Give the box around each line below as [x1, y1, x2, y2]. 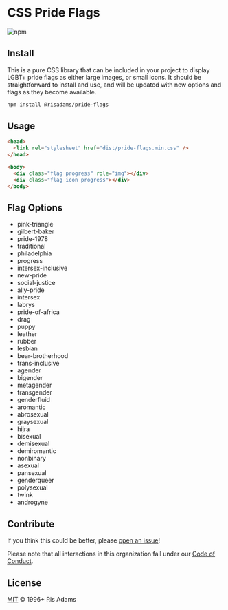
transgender [16, 388, 53, 397]
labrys [16, 301, 36, 309]
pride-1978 [16, 235, 48, 243]
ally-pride [16, 286, 45, 294]
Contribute [7, 518, 55, 529]
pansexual [16, 469, 47, 477]
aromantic [16, 403, 46, 411]
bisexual [16, 432, 41, 441]
